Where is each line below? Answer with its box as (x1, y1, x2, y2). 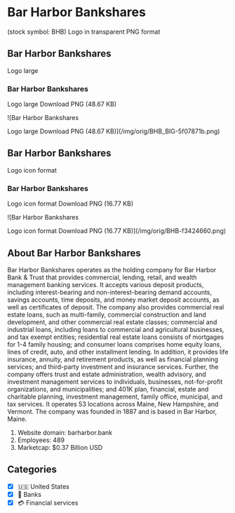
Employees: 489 (17, 436, 65, 444)
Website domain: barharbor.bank (17, 428, 113, 437)
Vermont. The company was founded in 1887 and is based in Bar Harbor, (7, 407, 217, 415)
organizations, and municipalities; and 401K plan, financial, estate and (7, 385, 209, 393)
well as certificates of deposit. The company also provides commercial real (7, 302, 224, 311)
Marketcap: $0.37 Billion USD (17, 443, 103, 451)
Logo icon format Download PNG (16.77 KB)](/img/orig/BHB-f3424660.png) (7, 227, 227, 235)
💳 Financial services (17, 498, 79, 507)
